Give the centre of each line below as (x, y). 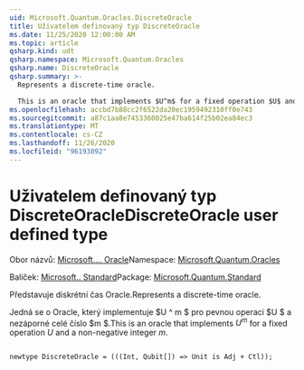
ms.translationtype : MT (54, 126)
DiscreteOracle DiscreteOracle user (144, 215)
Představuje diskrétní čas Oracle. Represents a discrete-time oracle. (135, 294)
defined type (59, 234)
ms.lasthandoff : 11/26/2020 (62, 143)
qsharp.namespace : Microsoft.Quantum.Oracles (96, 60)
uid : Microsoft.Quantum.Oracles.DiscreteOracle (101, 18)
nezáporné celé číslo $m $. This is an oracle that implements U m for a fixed (148, 322)
